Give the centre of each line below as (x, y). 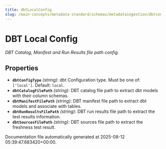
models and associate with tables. (47, 106)
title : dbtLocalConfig (28, 10)
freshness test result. (34, 127)
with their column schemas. (40, 96)
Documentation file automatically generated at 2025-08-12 (65, 137)
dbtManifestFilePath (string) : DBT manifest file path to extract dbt (79, 101)
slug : (11, 14)
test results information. (36, 117)
